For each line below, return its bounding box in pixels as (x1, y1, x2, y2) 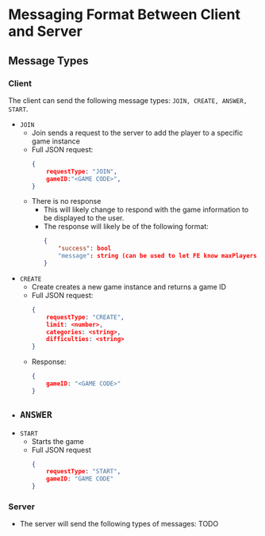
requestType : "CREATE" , (46, 313, 125, 321)
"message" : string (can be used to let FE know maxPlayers (58, 252, 258, 260)
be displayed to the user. (43, 213, 125, 223)
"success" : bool (58, 244, 112, 253)
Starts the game (31, 436, 85, 446)
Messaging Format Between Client (8, 6, 240, 24)
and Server (8, 22, 83, 40)
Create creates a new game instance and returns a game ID (31, 281, 227, 291)
